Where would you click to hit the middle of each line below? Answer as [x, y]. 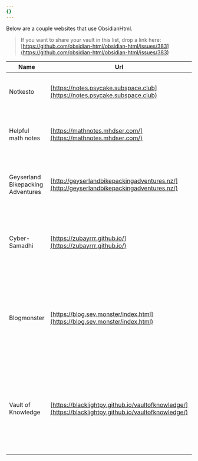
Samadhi [21, 245]
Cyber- [20, 238]
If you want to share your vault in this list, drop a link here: [91, 39]
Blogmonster [27, 318]
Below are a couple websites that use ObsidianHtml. [69, 28]
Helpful [19, 130]
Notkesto [22, 91]
